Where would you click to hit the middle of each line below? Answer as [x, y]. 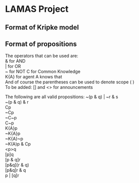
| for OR [13, 66]
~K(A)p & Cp [18, 144]
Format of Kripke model [42, 27]
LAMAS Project [37, 9]
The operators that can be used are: [42, 56]
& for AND [15, 61]
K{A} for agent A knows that [34, 77]
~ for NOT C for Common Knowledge [43, 72]
